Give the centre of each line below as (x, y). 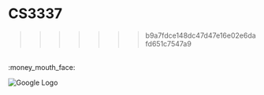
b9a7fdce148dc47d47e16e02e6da (201, 35)
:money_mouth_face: (42, 67)
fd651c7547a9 (168, 43)
